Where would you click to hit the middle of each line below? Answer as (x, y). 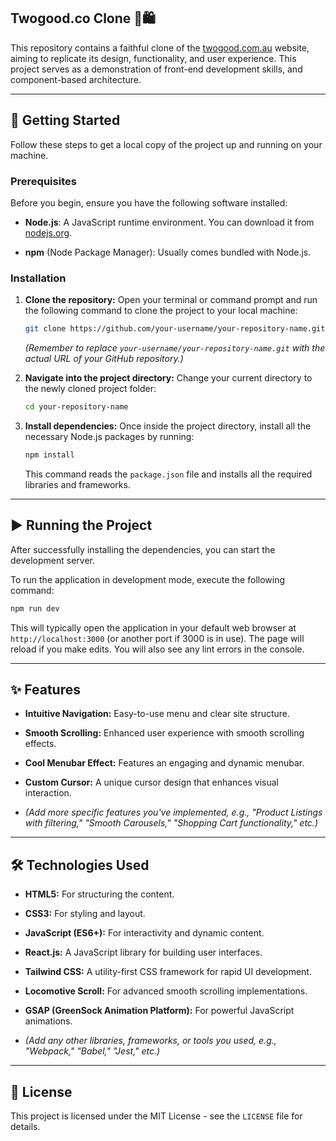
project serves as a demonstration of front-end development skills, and (156, 69)
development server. (53, 560)
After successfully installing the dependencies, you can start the (143, 549)
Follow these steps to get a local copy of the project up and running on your (166, 144)
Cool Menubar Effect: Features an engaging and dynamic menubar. (164, 763)
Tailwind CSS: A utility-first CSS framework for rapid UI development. (168, 972)
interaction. (48, 793)
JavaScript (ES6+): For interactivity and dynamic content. (144, 933)
